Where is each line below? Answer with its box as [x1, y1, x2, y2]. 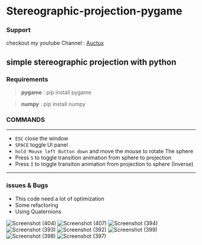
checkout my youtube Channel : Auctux [6, 39, 104, 46]
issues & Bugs [6, 181, 49, 189]
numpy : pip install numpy [20, 101, 86, 108]
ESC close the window [14, 135, 69, 142]
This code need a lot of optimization [14, 195, 105, 202]
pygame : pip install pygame [20, 89, 92, 96]
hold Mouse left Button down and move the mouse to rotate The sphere [14, 148, 194, 155]
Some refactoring [14, 201, 59, 209]
